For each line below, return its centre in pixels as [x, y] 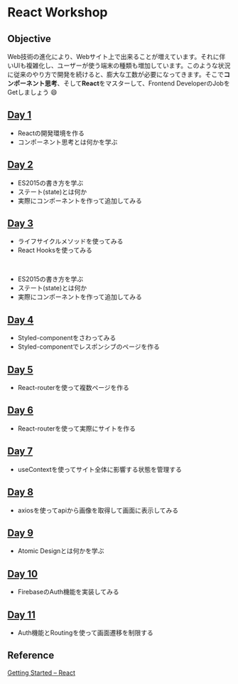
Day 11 [21, 615]
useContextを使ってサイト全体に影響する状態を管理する [100, 469]
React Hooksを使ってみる [55, 251]
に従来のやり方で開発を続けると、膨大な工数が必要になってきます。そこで [115, 74]
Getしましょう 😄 [32, 92]
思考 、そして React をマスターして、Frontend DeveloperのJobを [137, 83]
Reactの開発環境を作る [51, 133]
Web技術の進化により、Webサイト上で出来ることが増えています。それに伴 [117, 57]
